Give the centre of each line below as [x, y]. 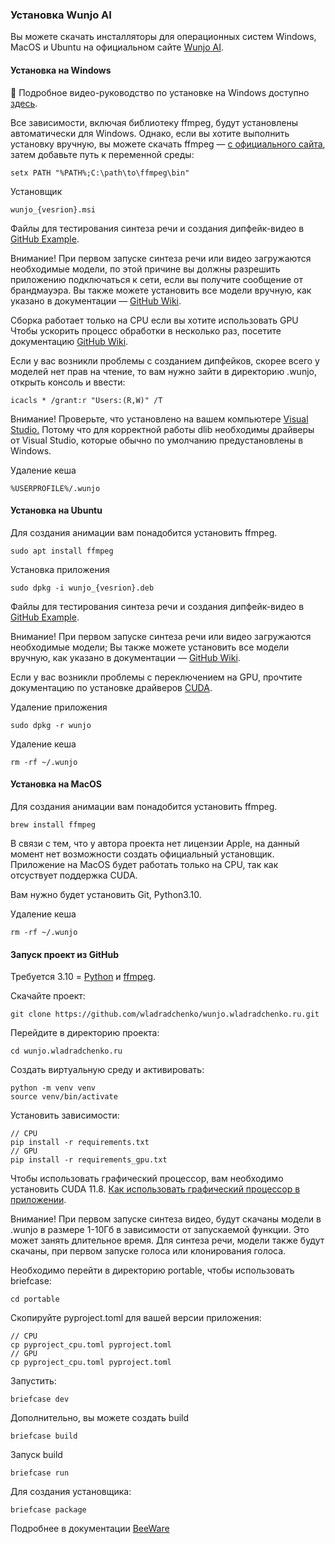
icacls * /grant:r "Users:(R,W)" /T [86, 400]
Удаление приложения [59, 707]
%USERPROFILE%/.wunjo [55, 488]
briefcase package [48, 1510]
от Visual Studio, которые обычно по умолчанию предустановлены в [157, 440]
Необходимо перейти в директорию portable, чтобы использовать [152, 1270]
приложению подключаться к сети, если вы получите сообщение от [157, 279]
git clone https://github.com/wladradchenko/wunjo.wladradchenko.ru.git [165, 1014]
